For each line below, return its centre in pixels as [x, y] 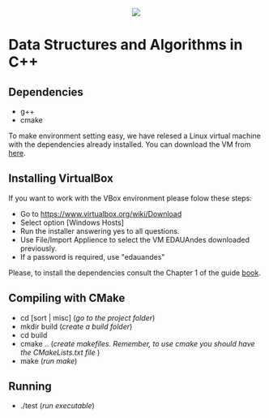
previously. [38, 248]
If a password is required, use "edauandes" [92, 256]
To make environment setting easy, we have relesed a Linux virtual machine [134, 136]
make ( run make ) [49, 360]
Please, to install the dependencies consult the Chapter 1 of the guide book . [134, 273]
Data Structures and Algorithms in [126, 45]
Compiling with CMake [67, 298]
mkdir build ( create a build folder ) [76, 326]
